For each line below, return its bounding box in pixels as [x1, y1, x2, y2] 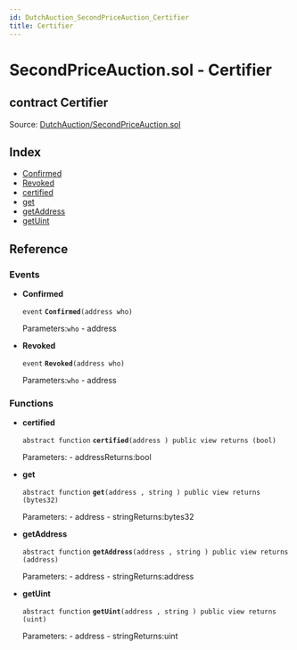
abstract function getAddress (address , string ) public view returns [21, 547, 289, 557]
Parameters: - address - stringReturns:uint [21, 630, 178, 642]
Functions [9, 397, 54, 409]
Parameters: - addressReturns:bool [21, 452, 152, 463]
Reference [9, 242, 69, 257]
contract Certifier [9, 95, 109, 111]
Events [9, 268, 40, 281]
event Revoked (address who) [21, 359, 125, 368]
